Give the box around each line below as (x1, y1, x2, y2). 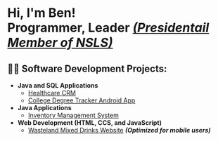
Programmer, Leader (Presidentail (7, 20, 210, 36)
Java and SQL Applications (17, 81, 98, 89)
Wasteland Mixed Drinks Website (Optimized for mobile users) (27, 126, 211, 134)
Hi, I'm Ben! (7, 5, 76, 21)
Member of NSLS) (7, 35, 113, 51)
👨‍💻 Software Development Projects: (7, 62, 167, 74)
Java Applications (17, 104, 72, 112)
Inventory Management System (27, 111, 120, 119)
